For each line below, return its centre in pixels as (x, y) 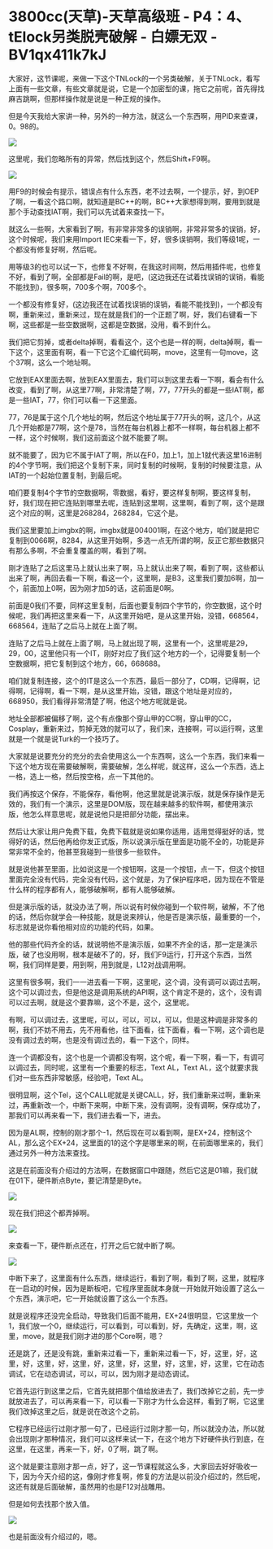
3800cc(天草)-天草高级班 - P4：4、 (129, 17)
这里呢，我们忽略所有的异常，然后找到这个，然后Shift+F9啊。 (112, 159)
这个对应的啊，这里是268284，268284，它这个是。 (95, 513)
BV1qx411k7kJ (58, 55)
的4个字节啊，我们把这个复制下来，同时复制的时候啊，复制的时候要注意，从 (135, 465)
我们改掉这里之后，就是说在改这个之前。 (76, 1411)
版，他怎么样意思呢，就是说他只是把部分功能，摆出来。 (101, 814)
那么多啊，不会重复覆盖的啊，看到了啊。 (83, 550)
